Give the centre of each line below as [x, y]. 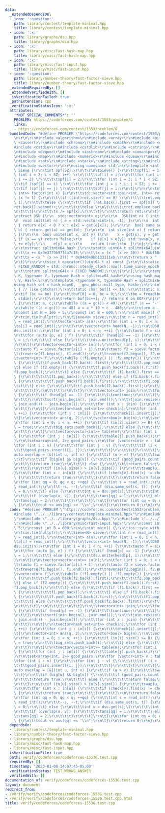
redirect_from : [21, 789]
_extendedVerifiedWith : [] [37, 92]
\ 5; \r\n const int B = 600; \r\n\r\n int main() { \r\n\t [71, 528]
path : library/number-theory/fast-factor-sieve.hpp [68, 78]
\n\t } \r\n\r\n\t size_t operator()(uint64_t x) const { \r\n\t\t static [87, 262]
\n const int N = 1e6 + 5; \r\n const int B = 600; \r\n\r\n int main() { [87, 312]
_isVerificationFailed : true [39, 97]
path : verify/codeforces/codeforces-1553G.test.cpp [64, 757]
